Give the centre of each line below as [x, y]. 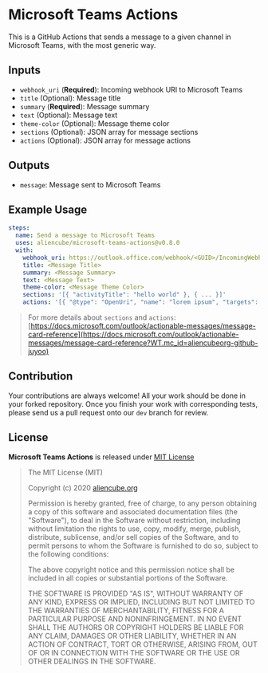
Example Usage [48, 209]
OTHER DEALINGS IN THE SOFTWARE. [92, 661]
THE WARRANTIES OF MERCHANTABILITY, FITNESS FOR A [126, 610]
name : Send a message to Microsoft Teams [85, 236]
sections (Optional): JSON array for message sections [109, 132]
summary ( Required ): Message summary [85, 106]
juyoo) [38, 351]
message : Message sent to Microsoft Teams [90, 184]
